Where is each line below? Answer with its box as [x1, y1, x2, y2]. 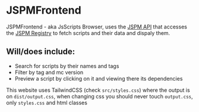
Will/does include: [6, 47, 75, 57]
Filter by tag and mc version [14, 69, 84, 76]
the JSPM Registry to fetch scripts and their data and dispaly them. [6, 29, 170, 36]
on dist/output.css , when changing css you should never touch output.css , [6, 92, 193, 100]
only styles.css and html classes [6, 99, 88, 106]
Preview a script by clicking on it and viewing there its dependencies [14, 75, 183, 82]
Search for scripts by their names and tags [14, 62, 119, 69]
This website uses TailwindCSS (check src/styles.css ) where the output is [6, 87, 190, 94]
